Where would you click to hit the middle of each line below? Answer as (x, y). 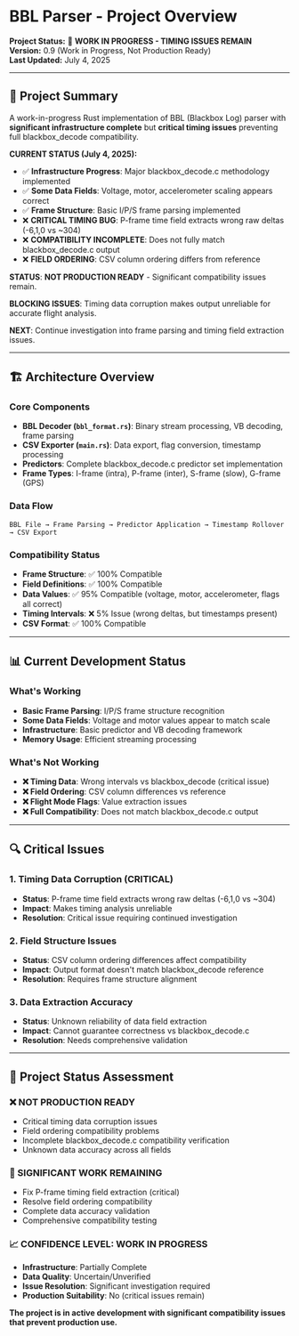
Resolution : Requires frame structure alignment (109, 979)
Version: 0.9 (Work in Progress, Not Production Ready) (110, 50)
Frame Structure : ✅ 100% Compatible (92, 574)
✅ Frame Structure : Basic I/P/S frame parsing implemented (131, 210)
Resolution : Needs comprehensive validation (105, 1040)
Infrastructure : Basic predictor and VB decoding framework (132, 729)
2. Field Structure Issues (63, 941)
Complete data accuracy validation (86, 1211)
